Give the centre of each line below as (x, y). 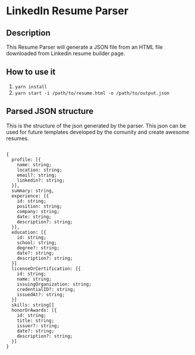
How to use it (31, 72)
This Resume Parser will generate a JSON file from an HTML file (85, 47)
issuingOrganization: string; (54, 284)
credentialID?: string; (46, 289)
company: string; (38, 211)
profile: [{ (26, 159)
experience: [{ (30, 196)
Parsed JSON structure (50, 111)
